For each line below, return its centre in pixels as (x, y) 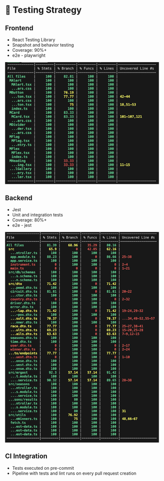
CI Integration (26, 456)
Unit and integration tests (38, 215)
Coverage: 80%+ (30, 220)
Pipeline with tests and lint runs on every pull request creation (74, 473)
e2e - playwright (29, 55)
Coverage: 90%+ (30, 50)
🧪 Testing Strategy (43, 10)
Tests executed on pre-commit (43, 468)
